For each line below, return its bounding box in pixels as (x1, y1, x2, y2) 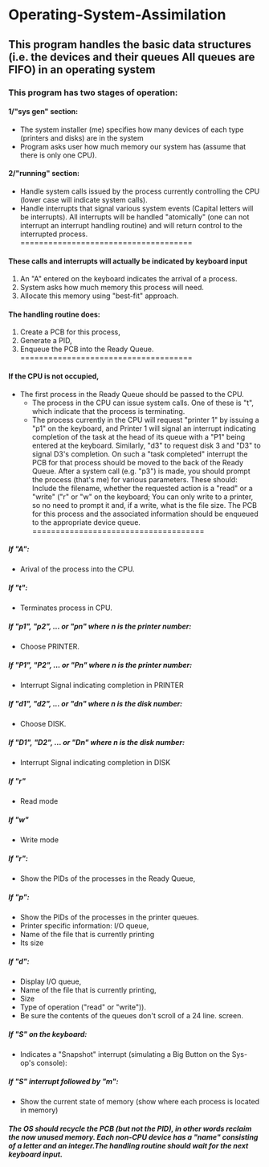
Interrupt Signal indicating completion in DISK (19, 758, 171, 768)
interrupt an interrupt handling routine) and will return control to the (19, 220, 243, 230)
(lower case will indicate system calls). (19, 194, 148, 204)
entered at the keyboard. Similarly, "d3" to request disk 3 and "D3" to (31, 440, 261, 450)
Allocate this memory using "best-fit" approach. (19, 291, 179, 301)
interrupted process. (19, 229, 88, 239)
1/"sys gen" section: (8, 107, 79, 117)
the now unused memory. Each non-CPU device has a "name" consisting (8, 1132, 259, 1142)
